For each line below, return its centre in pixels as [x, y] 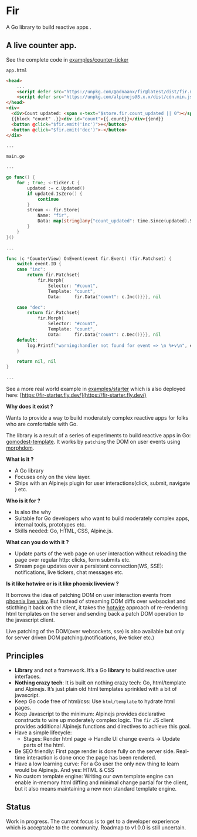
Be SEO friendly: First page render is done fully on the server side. [95, 751]
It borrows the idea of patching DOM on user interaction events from [89, 595]
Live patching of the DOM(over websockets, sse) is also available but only [95, 631]
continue [48, 199]
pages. [23, 707]
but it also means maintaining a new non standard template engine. [96, 788]
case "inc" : [31, 269]
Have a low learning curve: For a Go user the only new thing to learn [97, 764]
